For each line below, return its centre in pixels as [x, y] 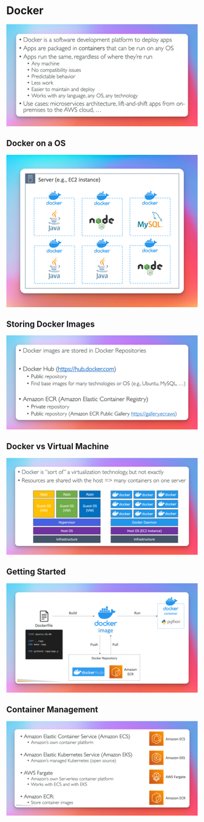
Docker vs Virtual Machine [58, 446]
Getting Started [36, 572]
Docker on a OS [36, 143]
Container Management [52, 710]
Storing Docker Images [51, 324]
